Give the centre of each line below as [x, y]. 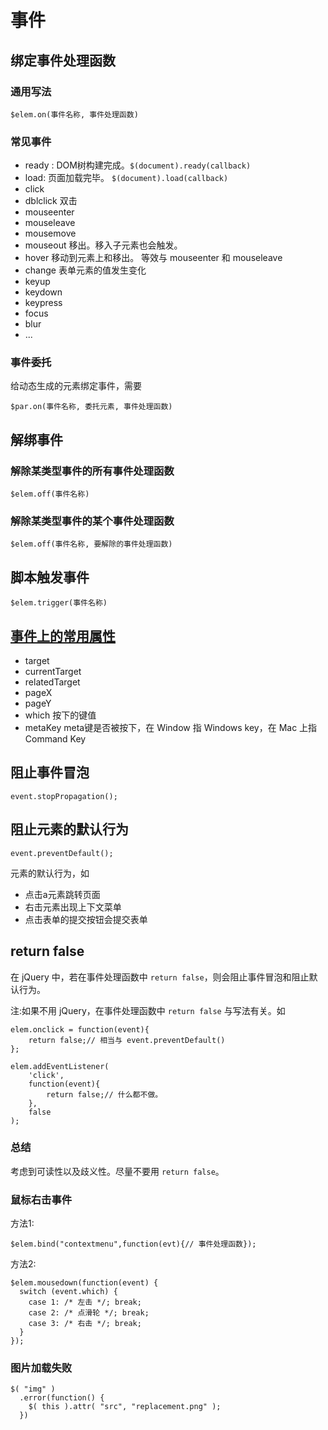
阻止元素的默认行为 [69, 829]
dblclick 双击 [51, 201]
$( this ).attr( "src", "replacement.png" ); [125, 1407]
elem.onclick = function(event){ [80, 1029]
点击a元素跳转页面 [62, 894]
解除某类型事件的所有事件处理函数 [92, 471]
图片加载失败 [41, 1368]
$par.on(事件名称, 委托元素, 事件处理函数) [91, 407]
